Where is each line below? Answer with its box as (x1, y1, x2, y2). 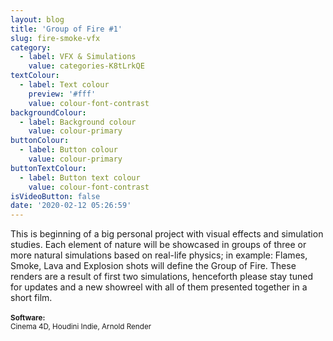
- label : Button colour (19, 145, 118, 155)
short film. (10, 292, 53, 304)
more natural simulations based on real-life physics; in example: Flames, (10, 249, 308, 261)
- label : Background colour (19, 117, 137, 127)
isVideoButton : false (10, 191, 101, 201)
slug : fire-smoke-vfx (10, 33, 101, 43)
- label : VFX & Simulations (19, 52, 137, 62)
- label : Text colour (19, 80, 110, 90)
